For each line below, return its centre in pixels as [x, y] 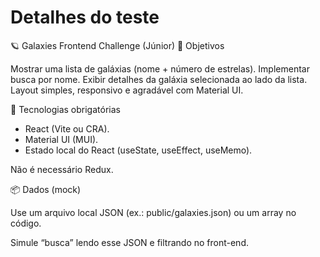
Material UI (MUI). [61, 139]
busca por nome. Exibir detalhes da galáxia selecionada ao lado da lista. [159, 79]
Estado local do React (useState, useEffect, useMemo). [138, 150]
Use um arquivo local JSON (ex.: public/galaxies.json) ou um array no [153, 212]
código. [26, 223]
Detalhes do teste [85, 17]
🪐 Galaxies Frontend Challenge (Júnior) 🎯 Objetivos [117, 45]
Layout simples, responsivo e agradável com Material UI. [127, 90]
